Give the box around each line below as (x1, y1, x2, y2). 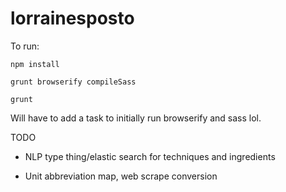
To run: (10, 40, 40, 52)
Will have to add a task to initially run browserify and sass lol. (10, 112, 262, 124)
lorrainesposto (10, 7, 135, 30)
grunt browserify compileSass (10, 77, 137, 87)
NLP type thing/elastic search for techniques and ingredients (24, 150, 276, 162)
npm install (10, 59, 60, 69)
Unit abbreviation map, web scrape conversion (24, 170, 218, 182)
